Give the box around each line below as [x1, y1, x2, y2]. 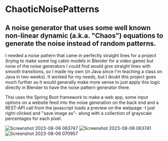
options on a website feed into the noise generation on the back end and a [5, 99, 159, 105]
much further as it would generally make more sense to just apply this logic [5, 79, 160, 85]
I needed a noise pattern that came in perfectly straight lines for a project [5, 53, 156, 58]
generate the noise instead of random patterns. [5, 39, 156, 48]
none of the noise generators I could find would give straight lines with [5, 63, 151, 69]
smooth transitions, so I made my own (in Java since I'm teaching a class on [5, 69, 162, 74]
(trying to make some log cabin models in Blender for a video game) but [5, 58, 154, 64]
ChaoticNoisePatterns [5, 4, 99, 15]
